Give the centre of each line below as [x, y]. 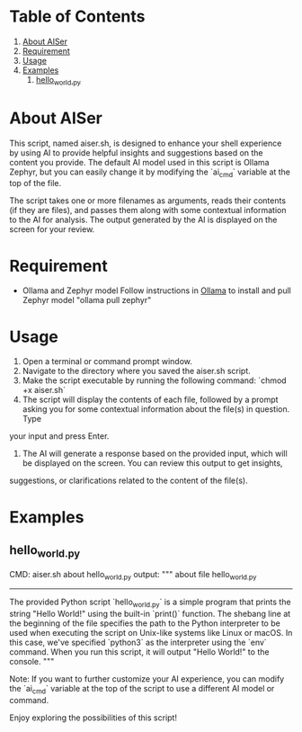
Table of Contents [77, 17]
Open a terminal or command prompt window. [107, 362]
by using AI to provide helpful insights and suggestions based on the [136, 152]
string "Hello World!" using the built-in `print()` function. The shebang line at [150, 614]
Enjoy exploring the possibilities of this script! [93, 718]
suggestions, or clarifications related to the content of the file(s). [129, 481]
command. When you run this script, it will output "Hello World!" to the [139, 652]
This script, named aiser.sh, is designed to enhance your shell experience [146, 143]
